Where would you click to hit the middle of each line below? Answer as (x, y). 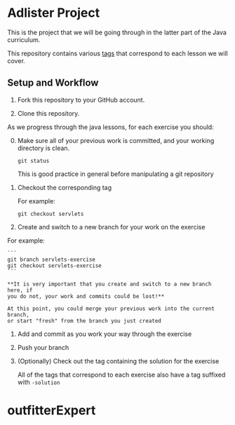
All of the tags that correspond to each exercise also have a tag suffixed (121, 375)
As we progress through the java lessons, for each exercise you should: (110, 127)
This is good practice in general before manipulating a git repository (115, 174)
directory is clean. (43, 148)
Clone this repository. (48, 113)
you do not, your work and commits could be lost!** (86, 296)
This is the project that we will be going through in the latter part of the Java (117, 32)
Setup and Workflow (53, 83)
